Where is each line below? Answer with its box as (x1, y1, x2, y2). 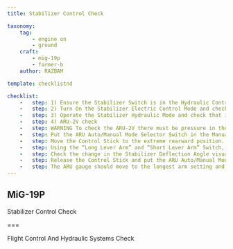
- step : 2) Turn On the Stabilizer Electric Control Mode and (19, 105, 209, 113)
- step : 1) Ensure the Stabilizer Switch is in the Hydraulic (19, 99, 209, 106)
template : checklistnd (7, 80, 73, 87)
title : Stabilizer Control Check (7, 10, 104, 17)
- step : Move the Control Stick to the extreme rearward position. (19, 138, 225, 145)
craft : (19, 48, 39, 55)
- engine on (32, 35, 67, 42)
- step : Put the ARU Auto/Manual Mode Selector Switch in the (19, 131, 209, 138)
